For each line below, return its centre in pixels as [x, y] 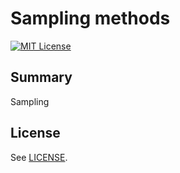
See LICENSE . [39, 157]
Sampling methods [90, 18]
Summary [41, 77]
